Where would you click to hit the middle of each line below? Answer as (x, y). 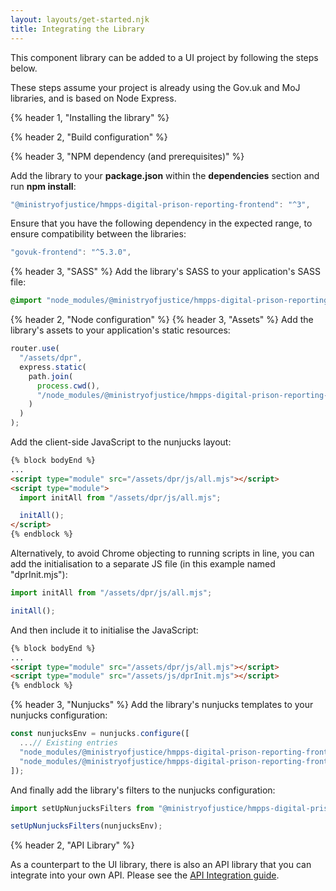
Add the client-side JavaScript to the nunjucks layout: (121, 442)
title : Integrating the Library (77, 29)
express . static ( (53, 367)
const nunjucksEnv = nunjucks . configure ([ (100, 734)
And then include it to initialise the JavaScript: (104, 630)
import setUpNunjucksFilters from (82, 808)
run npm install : (43, 186)
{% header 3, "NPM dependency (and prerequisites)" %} (127, 156)
